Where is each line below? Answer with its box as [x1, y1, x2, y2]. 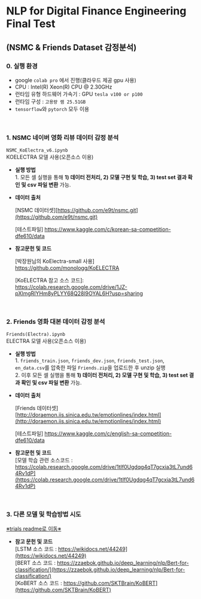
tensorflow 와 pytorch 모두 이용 [14, 105, 90, 112]
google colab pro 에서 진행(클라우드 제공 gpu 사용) [14, 76, 136, 83]
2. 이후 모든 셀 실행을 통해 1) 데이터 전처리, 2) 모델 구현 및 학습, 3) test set [14, 372, 188, 379]
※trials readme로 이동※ [6, 525, 62, 532]
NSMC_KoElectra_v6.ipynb [6, 148, 68, 153]
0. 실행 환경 [6, 62, 38, 70]
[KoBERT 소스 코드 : [14, 579, 63, 586]
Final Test [6, 17, 56, 31]
